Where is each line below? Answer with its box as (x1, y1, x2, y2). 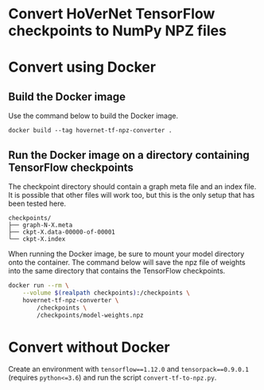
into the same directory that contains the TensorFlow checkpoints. (8, 266, 226, 275)
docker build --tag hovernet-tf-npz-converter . (8, 127, 173, 135)
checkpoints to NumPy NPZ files (8, 22, 227, 40)
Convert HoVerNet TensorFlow (8, 5, 215, 23)
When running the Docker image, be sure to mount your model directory (8, 249, 245, 258)
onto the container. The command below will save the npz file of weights (8, 258, 247, 267)
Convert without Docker (8, 338, 170, 356)
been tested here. (8, 199, 66, 208)
